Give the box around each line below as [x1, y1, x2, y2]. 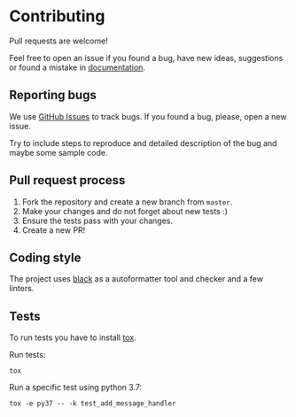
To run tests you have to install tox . [9, 332, 136, 343]
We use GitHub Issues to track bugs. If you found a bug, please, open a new [9, 111, 287, 121]
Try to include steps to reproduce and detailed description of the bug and [9, 137, 277, 148]
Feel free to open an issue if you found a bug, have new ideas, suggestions [9, 52, 284, 63]
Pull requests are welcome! [9, 35, 108, 46]
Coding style [9, 250, 82, 265]
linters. [9, 283, 35, 294]
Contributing [9, 6, 105, 27]
